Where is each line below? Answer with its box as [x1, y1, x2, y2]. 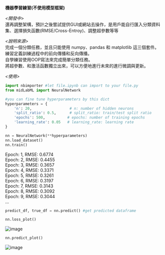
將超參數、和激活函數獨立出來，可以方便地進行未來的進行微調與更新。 [5, 63, 149, 69]
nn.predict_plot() [5, 236, 43, 241]
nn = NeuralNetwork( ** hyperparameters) [5, 133, 88, 138]
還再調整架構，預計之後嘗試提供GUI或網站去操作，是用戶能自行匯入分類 [5, 22, 152, 27]
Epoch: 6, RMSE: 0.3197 [5, 177, 54, 183]
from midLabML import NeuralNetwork [5, 87, 81, 93]
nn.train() [5, 142, 28, 147]
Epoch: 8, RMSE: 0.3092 [5, 188, 55, 194]
